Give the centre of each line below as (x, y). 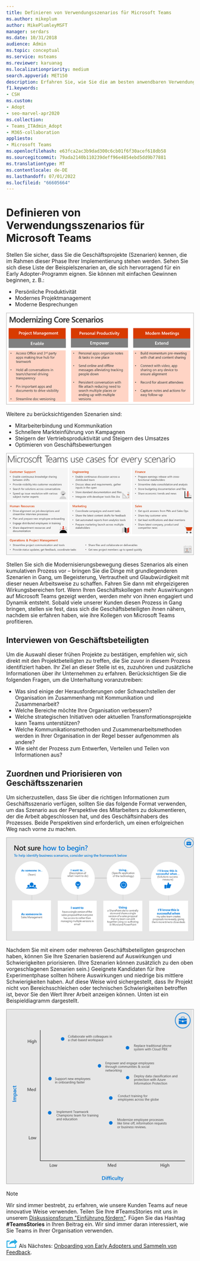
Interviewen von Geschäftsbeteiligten (78, 640)
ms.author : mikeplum (32, 19)
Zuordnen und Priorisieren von (64, 773)
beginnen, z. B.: (25, 280)
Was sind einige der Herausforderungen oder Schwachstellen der (95, 691)
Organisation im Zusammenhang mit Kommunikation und (84, 698)
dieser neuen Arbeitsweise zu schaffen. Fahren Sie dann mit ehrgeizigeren (98, 583)
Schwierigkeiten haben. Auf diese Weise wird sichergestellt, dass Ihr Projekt (99, 982)
